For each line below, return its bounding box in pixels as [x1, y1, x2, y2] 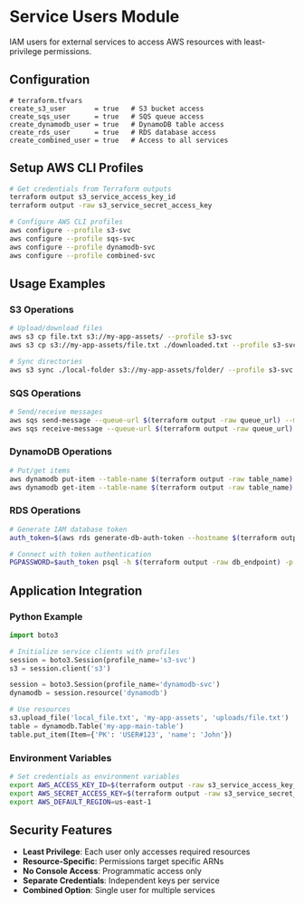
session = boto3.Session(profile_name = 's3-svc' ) [9, 655, 196, 664]
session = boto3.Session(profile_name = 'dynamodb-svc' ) [9, 680, 221, 690]
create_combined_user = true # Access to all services [9, 136, 229, 145]
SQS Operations [9, 386, 81, 399]
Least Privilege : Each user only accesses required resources [22, 846, 251, 857]
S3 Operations [9, 303, 74, 316]
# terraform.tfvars [9, 96, 83, 105]
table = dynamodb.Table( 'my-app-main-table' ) [9, 721, 184, 730]
